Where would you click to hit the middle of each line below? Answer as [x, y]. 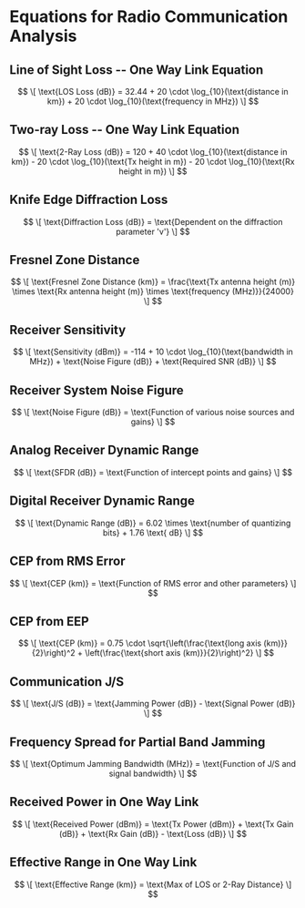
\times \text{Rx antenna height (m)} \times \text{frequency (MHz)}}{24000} [153, 291]
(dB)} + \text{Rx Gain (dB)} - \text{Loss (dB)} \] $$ [153, 833]
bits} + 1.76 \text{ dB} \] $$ [153, 532]
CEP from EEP [49, 621]
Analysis [43, 36]
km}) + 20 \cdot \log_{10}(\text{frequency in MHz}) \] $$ [153, 101]
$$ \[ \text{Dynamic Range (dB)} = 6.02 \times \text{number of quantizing [153, 523]
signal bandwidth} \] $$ [153, 773]
